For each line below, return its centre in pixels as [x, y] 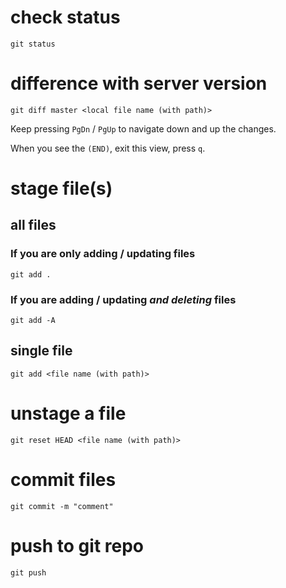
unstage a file [68, 413]
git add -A [33, 321]
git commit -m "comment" [62, 506]
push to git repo [77, 545]
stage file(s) [61, 188]
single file [41, 351]
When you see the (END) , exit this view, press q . [108, 148]
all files [33, 225]
